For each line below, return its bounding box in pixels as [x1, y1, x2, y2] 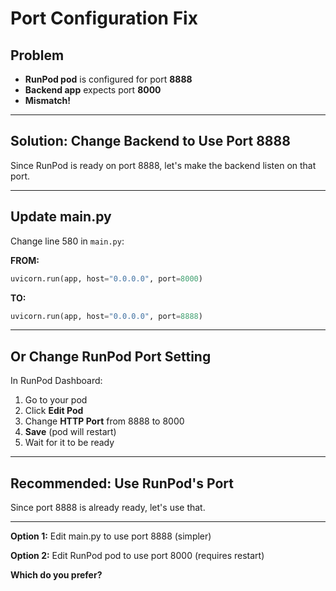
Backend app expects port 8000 [24, 84, 162, 96]
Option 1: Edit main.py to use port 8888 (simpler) [10, 530, 212, 542]
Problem [10, 47, 65, 64]
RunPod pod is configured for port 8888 [24, 73, 193, 85]
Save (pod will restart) [24, 426, 117, 438]
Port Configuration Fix [10, 7, 198, 30]
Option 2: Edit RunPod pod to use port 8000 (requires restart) [10, 550, 265, 561]
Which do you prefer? [10, 569, 103, 581]
